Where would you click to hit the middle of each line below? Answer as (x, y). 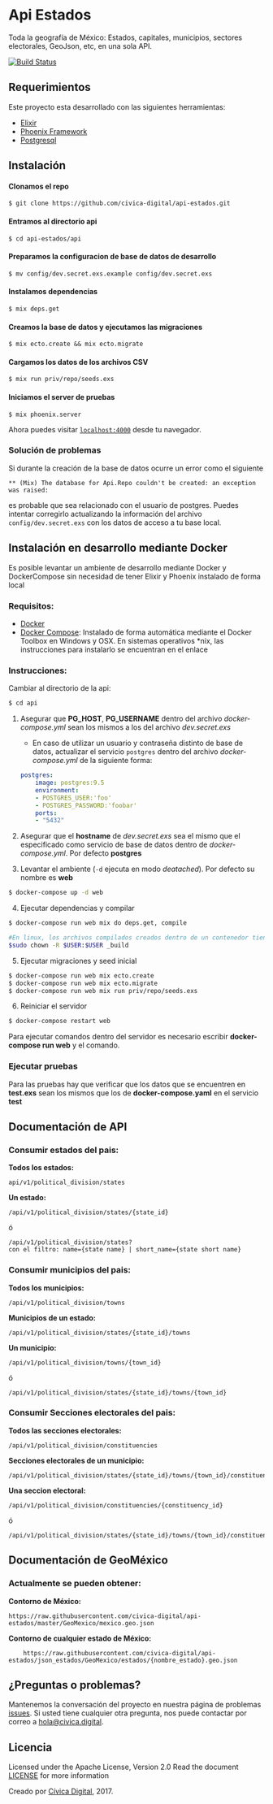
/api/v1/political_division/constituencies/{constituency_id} (116, 1505)
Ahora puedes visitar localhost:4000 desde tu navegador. (105, 429)
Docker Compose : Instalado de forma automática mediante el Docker (136, 632)
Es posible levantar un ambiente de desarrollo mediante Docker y (117, 567)
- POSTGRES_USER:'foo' (74, 798)
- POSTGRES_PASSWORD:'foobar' (86, 805)
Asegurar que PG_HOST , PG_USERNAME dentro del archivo (121, 719)
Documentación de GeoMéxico (88, 1561)
